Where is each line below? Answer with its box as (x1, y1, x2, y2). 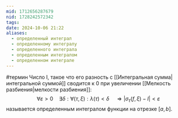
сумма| (154, 74, 173, 81)
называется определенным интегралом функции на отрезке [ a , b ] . (6, 106, 173, 113)
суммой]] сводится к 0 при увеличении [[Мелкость (42, 79, 171, 86)
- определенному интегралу (11, 41, 77, 47)
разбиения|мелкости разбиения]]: (6, 86, 92, 93)
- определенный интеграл (11, 36, 72, 41)
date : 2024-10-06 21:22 (6, 25, 64, 31)
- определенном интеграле (11, 57, 75, 63)
